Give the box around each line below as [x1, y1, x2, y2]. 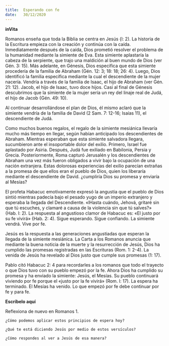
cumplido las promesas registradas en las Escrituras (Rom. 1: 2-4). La [5, 246, 149, 253]
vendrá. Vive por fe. [5, 221, 46, 227]
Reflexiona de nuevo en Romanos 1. [5, 308, 79, 314]
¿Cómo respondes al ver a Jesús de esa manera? [5, 335, 107, 341]
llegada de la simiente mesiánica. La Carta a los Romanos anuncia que [5, 236, 151, 242]
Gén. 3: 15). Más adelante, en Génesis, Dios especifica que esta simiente [5, 63, 156, 69]
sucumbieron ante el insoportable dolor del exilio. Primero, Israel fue [5, 141, 147, 147]
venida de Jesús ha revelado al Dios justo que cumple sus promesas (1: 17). [5, 252, 161, 258]
